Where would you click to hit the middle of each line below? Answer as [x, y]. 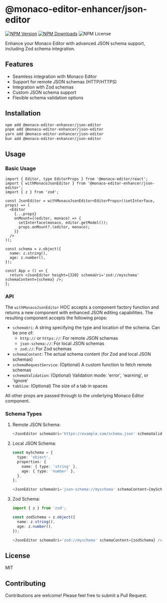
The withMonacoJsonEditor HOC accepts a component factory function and [82, 307]
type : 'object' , [34, 457]
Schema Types [24, 414]
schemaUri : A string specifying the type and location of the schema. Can [86, 328]
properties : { [32, 462]
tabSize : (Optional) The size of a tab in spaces [60, 386]
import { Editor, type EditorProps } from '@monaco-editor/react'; [77, 179]
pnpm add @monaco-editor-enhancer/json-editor [54, 129]
